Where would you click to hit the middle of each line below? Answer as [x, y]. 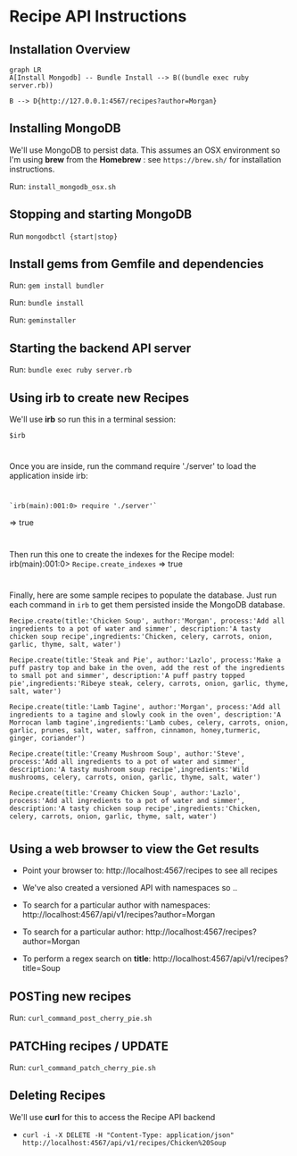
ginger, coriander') [48, 738]
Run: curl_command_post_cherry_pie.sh [81, 1018]
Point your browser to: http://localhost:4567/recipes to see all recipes [150, 871]
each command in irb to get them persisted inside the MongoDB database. [147, 604]
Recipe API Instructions [98, 17]
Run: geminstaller [43, 320]
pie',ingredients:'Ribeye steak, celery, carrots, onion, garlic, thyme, [149, 683]
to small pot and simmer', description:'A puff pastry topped [127, 675]
